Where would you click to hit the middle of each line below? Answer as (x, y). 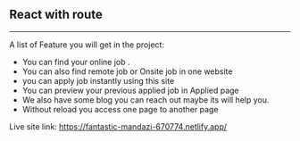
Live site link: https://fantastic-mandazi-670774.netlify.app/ (118, 126)
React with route (56, 15)
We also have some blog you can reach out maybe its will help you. (146, 100)
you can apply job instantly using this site (98, 80)
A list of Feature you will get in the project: (87, 45)
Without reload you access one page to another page (120, 109)
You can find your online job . (76, 62)
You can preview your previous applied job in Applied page (130, 90)
